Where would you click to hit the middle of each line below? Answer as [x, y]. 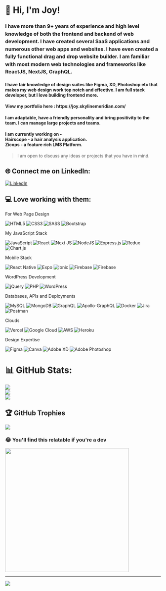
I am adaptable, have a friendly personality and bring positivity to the [77, 117]
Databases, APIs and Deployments [40, 296]
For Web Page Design [27, 214]
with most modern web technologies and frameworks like [76, 64]
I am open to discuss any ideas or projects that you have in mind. [83, 156]
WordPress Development [30, 276]
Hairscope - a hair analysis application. [46, 139]
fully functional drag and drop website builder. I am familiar [77, 56]
